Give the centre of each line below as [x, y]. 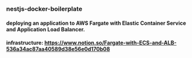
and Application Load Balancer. [45, 29]
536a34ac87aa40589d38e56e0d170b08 [58, 49]
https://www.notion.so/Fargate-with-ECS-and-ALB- [111, 43]
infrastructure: [25, 43]
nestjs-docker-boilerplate [44, 9]
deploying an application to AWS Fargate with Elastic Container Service [96, 23]
